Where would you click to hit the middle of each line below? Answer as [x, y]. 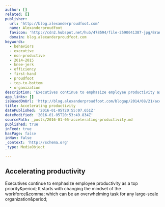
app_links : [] [20, 97]
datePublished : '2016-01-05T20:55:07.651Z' [50, 111]
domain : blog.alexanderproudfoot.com [48, 37]
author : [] [16, 10]
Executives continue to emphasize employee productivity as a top [72, 183]
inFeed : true [18, 129]
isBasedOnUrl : [20, 102]
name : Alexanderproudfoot [36, 28]
